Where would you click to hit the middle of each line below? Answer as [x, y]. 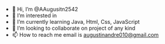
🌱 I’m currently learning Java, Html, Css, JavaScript [76, 22]
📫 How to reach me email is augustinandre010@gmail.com [85, 35]
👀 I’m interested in [34, 15]
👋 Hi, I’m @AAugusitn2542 [45, 9]
